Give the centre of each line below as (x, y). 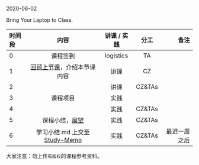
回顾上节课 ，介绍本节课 (63, 67)
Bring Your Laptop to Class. (39, 20)
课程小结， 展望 (63, 120)
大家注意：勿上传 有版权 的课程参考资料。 (54, 156)
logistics (116, 56)
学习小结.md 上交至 (63, 132)
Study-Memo (63, 140)
